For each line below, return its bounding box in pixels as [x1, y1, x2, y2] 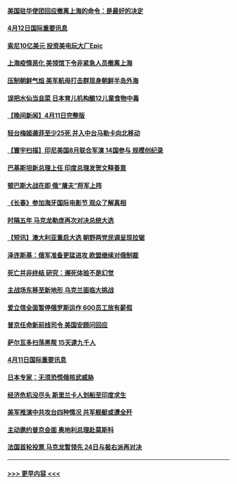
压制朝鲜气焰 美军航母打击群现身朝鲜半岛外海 [7, 76, 139, 85]
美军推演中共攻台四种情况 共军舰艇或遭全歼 [7, 408, 133, 416]
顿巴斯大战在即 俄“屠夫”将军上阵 [7, 181, 102, 190]
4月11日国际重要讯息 [7, 356, 67, 364]
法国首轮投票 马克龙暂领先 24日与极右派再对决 [7, 443, 142, 452]
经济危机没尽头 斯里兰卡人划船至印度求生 [7, 390, 127, 399]
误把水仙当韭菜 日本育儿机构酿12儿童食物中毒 [7, 94, 140, 102]
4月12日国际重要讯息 [7, 24, 68, 32]
